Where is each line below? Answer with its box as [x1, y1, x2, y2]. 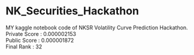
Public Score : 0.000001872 [5, 36, 74, 44]
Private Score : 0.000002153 [5, 30, 76, 37]
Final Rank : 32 [5, 43, 43, 50]
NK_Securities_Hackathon [5, 4, 139, 18]
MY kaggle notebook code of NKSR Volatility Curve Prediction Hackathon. [5, 24, 188, 31]
